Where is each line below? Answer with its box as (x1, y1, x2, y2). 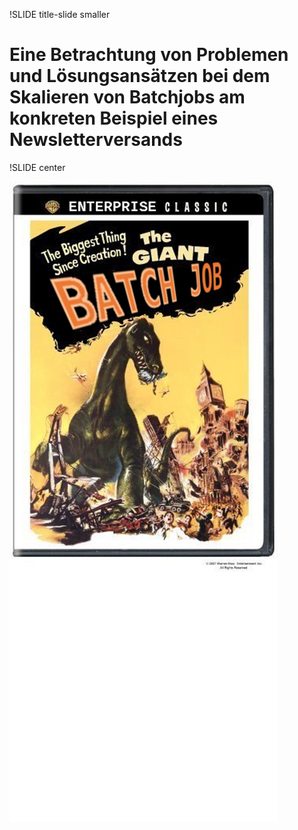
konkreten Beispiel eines (9, 107, 219, 130)
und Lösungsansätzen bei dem (9, 65, 271, 88)
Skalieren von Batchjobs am (9, 86, 246, 109)
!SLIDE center (9, 161, 66, 173)
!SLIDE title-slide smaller (9, 9, 111, 20)
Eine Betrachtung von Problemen (9, 44, 289, 66)
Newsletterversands (9, 129, 183, 151)
